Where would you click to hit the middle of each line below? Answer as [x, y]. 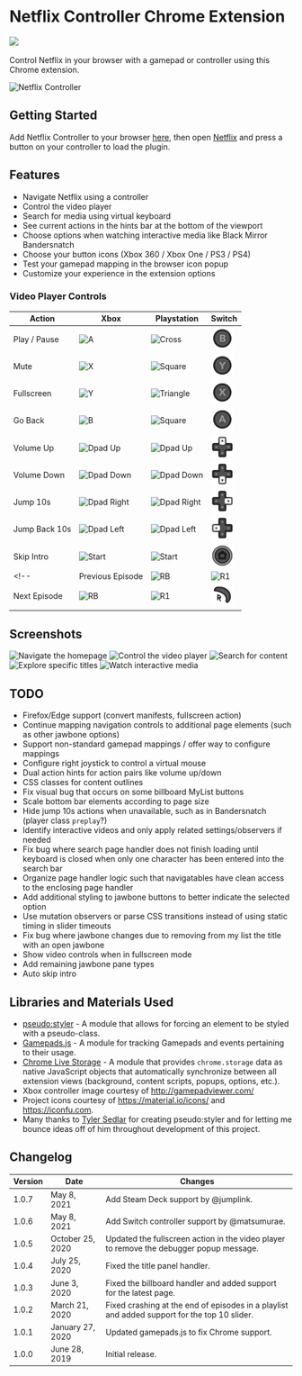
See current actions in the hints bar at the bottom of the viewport [142, 225]
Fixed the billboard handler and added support [191, 1283]
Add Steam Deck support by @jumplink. [179, 1199]
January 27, [73, 1327]
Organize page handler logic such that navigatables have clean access [153, 878]
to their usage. [49, 1053]
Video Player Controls [58, 296]
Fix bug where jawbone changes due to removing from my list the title [151, 936]
